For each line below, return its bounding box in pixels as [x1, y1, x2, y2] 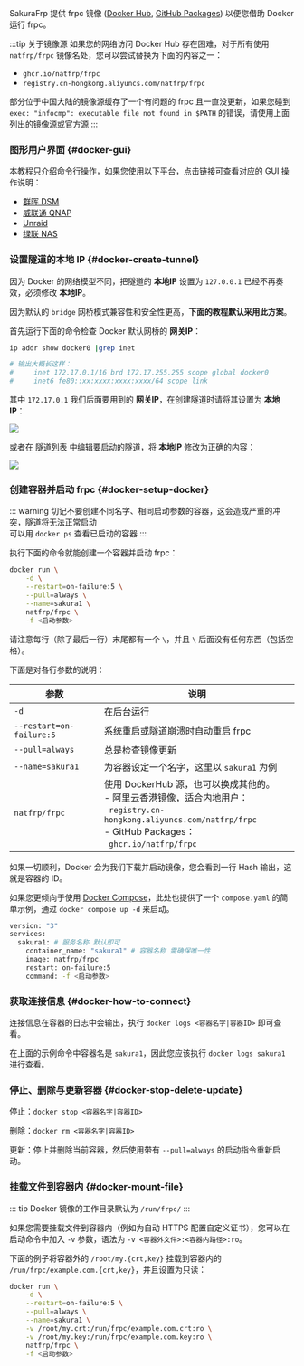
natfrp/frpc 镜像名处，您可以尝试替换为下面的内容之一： [9, 50, 223, 61]
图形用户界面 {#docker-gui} [9, 143, 132, 156]
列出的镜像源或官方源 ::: [9, 119, 99, 129]
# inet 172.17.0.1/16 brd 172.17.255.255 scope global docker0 [9, 368, 270, 377]
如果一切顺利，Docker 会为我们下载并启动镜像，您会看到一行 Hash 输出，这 [9, 861, 292, 872]
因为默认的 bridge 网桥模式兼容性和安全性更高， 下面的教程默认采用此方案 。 [9, 306, 292, 317]
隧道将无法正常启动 [24, 517, 97, 527]
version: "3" [9, 921, 59, 930]
